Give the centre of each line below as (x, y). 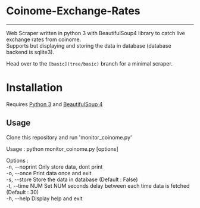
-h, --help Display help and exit (44, 198)
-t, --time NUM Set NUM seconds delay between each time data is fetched (98, 185)
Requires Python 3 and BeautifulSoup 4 (54, 104)
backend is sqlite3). (30, 52)
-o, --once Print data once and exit (49, 173)
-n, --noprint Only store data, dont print (54, 167)
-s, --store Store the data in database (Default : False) (72, 179)
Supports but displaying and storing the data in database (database (89, 45)
